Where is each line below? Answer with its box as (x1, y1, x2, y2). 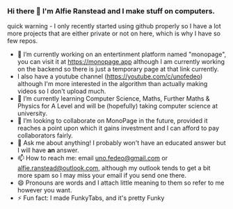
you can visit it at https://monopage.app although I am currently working (17, 58, 225, 66)
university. (17, 109, 47, 117)
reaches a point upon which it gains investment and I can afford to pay (17, 124, 220, 133)
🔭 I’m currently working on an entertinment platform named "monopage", (17, 50, 227, 58)
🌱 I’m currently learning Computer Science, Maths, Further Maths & (17, 94, 210, 103)
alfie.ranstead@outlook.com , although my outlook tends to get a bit (17, 164, 211, 172)
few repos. (7, 37, 38, 45)
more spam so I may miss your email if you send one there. (17, 172, 186, 180)
